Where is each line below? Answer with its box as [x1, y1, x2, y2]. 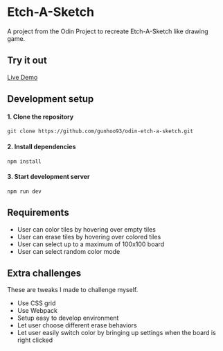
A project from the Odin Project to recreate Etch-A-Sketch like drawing [7, 27, 209, 35]
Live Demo [7, 73, 38, 81]
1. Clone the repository [7, 112, 74, 121]
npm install [7, 157, 42, 165]
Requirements [7, 207, 69, 219]
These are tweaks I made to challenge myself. [7, 286, 139, 294]
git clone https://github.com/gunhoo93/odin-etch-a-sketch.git [7, 128, 194, 135]
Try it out [7, 55, 47, 67]
